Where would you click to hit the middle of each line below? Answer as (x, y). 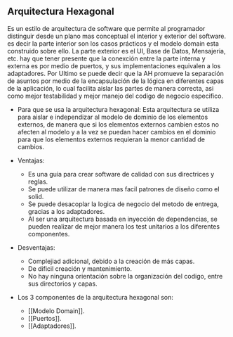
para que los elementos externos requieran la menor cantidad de (111, 139)
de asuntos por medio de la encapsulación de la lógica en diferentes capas (116, 81)
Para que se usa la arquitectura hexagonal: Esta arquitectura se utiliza (118, 109)
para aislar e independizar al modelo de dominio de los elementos (113, 117)
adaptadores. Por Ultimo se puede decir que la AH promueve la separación (116, 73)
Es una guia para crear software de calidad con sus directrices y (121, 174)
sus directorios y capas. (62, 284)
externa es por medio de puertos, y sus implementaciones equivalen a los (114, 65)
